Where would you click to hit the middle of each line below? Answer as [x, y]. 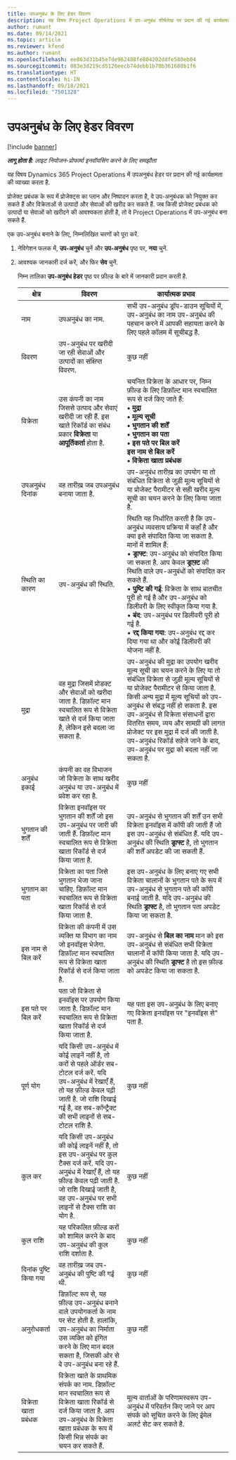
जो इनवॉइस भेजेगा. [82, 944]
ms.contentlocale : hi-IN [44, 79]
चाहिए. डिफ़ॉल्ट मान [83, 889]
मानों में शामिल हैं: [147, 545]
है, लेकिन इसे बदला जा [87, 728]
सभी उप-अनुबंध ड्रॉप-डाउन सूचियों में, [175, 306]
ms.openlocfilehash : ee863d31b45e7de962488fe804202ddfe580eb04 [102, 60]
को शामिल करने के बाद [87, 1236]
